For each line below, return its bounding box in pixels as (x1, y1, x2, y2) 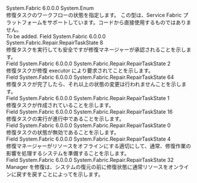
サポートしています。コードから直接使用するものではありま (47, 19, 192, 26)
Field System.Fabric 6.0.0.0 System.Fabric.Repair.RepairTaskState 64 (6, 74, 174, 81)
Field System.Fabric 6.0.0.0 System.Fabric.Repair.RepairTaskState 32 (6, 157, 174, 163)
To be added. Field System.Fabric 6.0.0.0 (6, 33, 106, 39)
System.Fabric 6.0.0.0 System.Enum (6, 5, 94, 11)
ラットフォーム (6, 19, 42, 26)
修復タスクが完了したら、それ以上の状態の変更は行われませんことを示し (6, 81, 182, 88)
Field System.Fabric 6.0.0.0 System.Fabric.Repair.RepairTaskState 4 (6, 135, 171, 142)
